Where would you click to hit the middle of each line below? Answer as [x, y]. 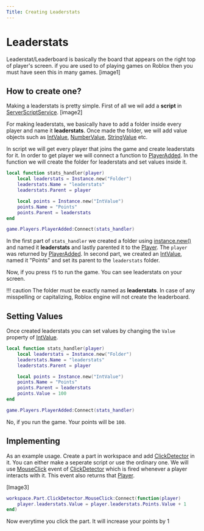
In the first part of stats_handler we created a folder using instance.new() [99, 241]
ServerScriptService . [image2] [44, 112]
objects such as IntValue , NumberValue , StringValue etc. [77, 137]
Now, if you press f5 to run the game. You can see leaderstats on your [94, 272]
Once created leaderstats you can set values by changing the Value [91, 331]
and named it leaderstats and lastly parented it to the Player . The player [97, 247]
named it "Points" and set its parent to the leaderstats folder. [83, 261]
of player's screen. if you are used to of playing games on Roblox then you [100, 65]
